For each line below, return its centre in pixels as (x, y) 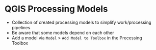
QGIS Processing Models (56, 9)
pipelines (21, 27)
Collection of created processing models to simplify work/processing (81, 22)
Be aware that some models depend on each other (63, 33)
